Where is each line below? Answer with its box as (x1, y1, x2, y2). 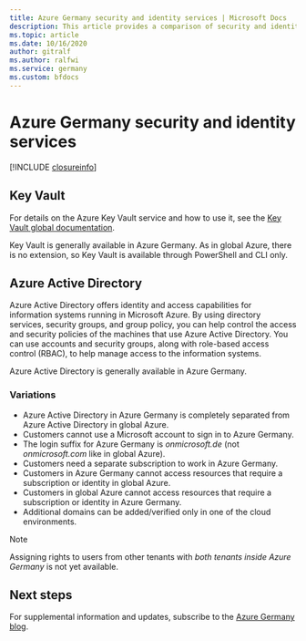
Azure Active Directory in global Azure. (22, 419, 169, 429)
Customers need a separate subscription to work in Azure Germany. (22, 458, 279, 469)
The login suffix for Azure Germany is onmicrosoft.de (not (22, 439, 240, 450)
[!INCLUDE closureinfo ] (9, 161, 97, 172)
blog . (9, 621, 29, 632)
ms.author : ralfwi (9, 56, 79, 65)
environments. (22, 516, 77, 527)
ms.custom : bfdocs (9, 73, 79, 82)
